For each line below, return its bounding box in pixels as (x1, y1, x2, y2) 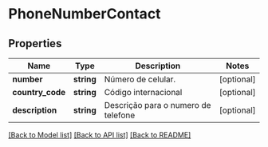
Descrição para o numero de (104, 100, 211, 110)
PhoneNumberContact (8, 5, 161, 23)
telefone (104, 109, 136, 121)
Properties (8, 37, 62, 50)
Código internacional (104, 87, 183, 97)
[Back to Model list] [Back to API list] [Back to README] (8, 130, 191, 140)
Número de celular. (104, 73, 176, 85)
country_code (12, 87, 66, 97)
